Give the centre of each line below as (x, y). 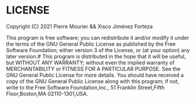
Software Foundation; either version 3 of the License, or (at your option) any (98, 50)
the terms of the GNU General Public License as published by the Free (91, 44)
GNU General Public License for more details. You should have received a (95, 75)
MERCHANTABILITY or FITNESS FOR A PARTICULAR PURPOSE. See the (93, 68)
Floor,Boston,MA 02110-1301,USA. (47, 94)
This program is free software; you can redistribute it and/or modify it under (98, 37)
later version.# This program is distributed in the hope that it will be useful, (96, 56)
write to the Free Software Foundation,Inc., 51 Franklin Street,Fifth (85, 87)
